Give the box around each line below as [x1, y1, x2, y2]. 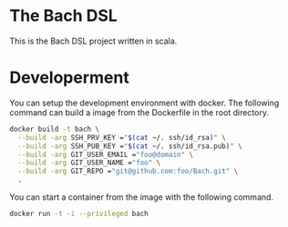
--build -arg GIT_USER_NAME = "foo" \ [17, 158, 161, 168]
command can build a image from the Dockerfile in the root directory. [9, 106, 269, 118]
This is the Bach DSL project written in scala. [9, 35, 178, 46]
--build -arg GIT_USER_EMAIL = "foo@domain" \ [17, 150, 194, 159]
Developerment [9, 67, 129, 88]
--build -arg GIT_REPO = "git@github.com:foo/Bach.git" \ [17, 167, 239, 176]
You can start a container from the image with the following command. [9, 192, 274, 202]
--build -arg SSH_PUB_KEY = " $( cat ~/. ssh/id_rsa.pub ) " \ [17, 142, 243, 151]
